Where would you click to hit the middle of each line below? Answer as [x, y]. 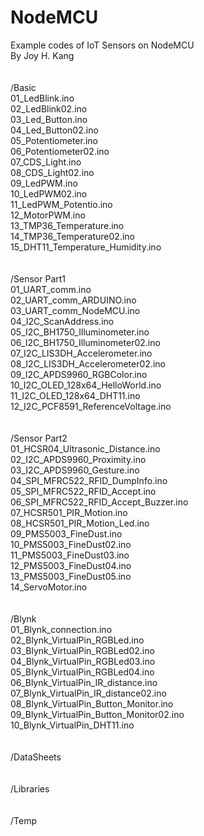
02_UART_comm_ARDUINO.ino [73, 300]
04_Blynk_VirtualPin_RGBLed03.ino [83, 661]
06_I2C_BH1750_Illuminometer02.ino [85, 342]
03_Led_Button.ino [49, 119]
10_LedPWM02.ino [49, 193]
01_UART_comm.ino [51, 289]
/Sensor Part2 [39, 438]
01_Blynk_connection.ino [61, 629]
